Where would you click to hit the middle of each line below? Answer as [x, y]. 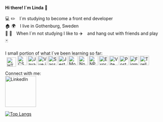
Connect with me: [23, 73]
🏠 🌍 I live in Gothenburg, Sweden [42, 26]
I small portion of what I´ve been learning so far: [54, 53]
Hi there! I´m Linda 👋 [26, 8]
